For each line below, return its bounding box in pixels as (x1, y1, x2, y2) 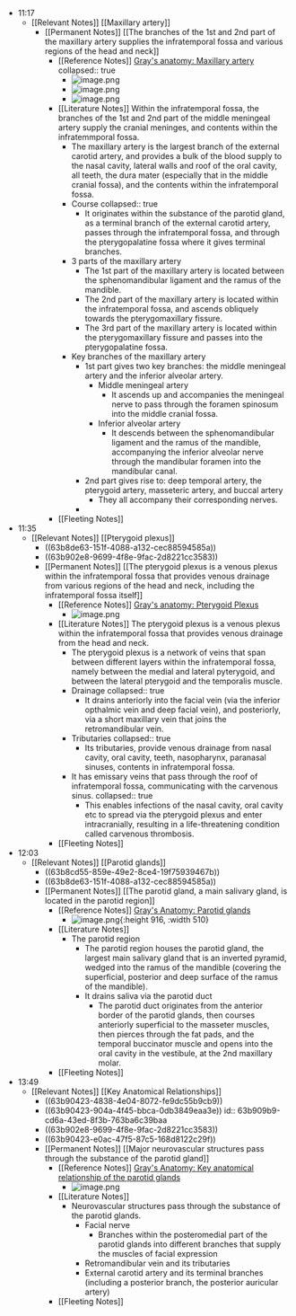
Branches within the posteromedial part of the (98, 1230, 268, 1240)
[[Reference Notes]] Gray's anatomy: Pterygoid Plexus (57, 599, 259, 610)
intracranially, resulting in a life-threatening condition (84, 819, 281, 829)
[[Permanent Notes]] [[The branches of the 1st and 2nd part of (44, 27, 276, 37)
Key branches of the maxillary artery (71, 351, 206, 362)
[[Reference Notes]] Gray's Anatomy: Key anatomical (57, 1162, 254, 1173)
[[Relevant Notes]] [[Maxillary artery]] (30, 17, 170, 28)
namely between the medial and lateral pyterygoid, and (71, 667, 275, 676)
